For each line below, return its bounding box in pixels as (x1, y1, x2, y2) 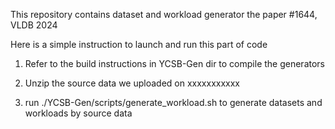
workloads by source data (24, 107, 133, 119)
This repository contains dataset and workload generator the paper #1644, (10, 9, 318, 20)
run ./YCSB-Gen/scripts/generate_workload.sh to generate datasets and (24, 97, 323, 108)
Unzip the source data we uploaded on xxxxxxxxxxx (24, 77, 241, 89)
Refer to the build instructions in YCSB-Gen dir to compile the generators (24, 58, 326, 69)
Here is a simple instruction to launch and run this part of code (10, 39, 268, 50)
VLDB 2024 (10, 19, 58, 31)
